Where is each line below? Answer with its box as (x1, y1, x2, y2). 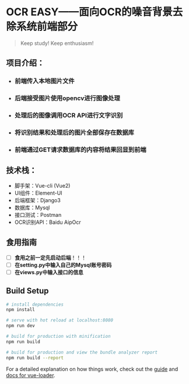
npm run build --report (6, 355, 64, 361)
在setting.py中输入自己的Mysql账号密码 (14, 261, 112, 268)
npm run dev (6, 323, 35, 329)
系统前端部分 (16, 20, 78, 33)
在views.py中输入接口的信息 (14, 268, 83, 275)
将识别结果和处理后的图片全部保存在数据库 (14, 129, 134, 137)
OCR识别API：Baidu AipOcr (14, 219, 81, 226)
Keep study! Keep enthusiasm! (20, 39, 94, 47)
